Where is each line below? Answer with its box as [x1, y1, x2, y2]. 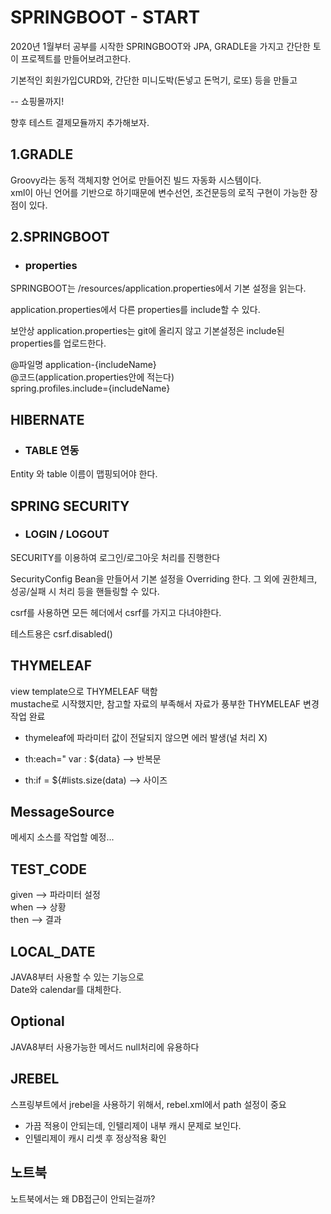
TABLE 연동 [24, 443, 80, 457]
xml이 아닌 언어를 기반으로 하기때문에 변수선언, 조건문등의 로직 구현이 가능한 [10, 186, 308, 198]
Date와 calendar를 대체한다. [10, 984, 122, 996]
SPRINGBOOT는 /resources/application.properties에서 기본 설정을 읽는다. [10, 282, 307, 295]
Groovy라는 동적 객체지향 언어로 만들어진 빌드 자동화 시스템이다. [10, 174, 262, 186]
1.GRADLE [10, 146, 74, 163]
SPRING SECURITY [10, 497, 130, 515]
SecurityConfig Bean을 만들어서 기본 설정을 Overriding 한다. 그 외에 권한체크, [10, 572, 318, 585]
